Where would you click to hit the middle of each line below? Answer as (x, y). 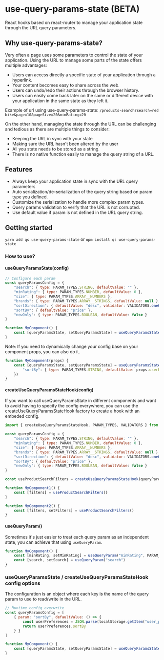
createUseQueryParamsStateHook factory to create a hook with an (72, 411)
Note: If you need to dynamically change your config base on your (72, 346)
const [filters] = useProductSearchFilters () (61, 492)
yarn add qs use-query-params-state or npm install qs (61, 239)
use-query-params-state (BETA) (72, 9)
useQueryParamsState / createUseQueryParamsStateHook (77, 577)
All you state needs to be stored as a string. (56, 149)
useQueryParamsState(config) (37, 268)
